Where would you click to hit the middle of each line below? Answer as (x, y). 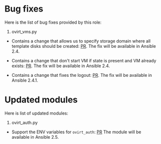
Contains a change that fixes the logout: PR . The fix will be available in (82, 75)
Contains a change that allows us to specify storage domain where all (81, 41)
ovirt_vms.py (24, 31)
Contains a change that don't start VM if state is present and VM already (84, 60)
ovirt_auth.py (24, 122)
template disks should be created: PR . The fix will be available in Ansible (84, 46)
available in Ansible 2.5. (35, 137)
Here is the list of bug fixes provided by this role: (53, 22)
